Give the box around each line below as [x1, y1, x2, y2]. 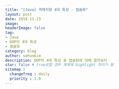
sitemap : [5, 67, 26, 72]
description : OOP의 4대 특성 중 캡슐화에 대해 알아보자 [5, 58, 108, 63]
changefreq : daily [9, 72, 50, 77]
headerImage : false [5, 26, 46, 31]
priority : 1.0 [9, 76, 41, 81]
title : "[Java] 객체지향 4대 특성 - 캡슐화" [5, 7, 88, 12]
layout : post [5, 12, 32, 17]
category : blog [5, 48, 37, 53]
